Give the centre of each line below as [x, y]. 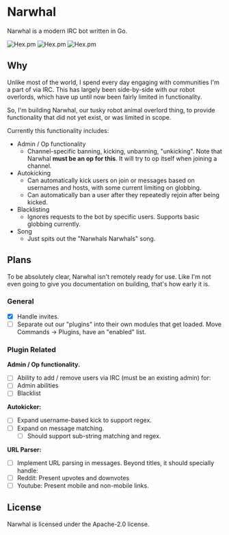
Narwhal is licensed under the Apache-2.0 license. [78, 524]
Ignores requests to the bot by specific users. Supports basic [113, 216]
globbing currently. [54, 224]
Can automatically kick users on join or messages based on [111, 180]
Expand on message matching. [60, 428]
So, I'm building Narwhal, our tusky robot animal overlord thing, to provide [111, 110]
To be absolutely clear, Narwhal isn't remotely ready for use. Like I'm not [109, 276]
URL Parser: [24, 449]
